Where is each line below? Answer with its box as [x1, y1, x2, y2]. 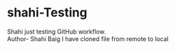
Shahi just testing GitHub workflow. [7, 27, 106, 36]
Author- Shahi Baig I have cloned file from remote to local [7, 34, 169, 42]
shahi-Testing [7, 5, 87, 21]
